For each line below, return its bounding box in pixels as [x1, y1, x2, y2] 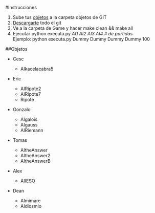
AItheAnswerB [20, 158, 51, 164]
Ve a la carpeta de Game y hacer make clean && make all [12, 25, 133, 31]
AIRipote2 [20, 86, 41, 92]
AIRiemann [20, 127, 43, 133]
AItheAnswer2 [20, 153, 51, 158]
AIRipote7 [20, 91, 41, 97]
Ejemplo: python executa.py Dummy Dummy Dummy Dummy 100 [12, 36, 150, 42]
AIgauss [20, 122, 38, 127]
